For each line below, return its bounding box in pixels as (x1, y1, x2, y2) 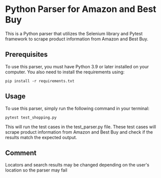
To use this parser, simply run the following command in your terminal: (5, 105, 150, 111)
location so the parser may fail (5, 167, 67, 173)
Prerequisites (5, 50, 48, 59)
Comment (5, 149, 37, 157)
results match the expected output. (5, 134, 77, 140)
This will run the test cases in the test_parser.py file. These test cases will (5, 124, 156, 130)
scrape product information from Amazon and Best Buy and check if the (5, 129, 153, 135)
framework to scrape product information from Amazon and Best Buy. (5, 36, 149, 42)
